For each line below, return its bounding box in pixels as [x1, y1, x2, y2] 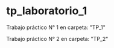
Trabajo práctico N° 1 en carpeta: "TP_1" [6, 24, 106, 31]
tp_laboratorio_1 [6, 4, 87, 18]
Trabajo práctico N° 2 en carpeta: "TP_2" [6, 35, 109, 42]
